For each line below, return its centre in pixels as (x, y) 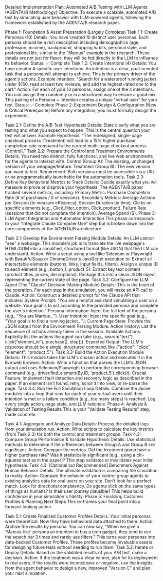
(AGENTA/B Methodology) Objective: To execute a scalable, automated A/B (81, 12)
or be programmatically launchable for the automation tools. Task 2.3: (75, 177)
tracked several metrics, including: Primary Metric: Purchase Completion (78, 192)
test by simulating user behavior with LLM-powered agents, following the (78, 17)
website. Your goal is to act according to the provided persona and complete (82, 305)
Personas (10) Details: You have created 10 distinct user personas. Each (77, 37)
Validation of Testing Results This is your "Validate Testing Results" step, (78, 409)
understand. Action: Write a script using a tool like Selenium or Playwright (79, 254)
